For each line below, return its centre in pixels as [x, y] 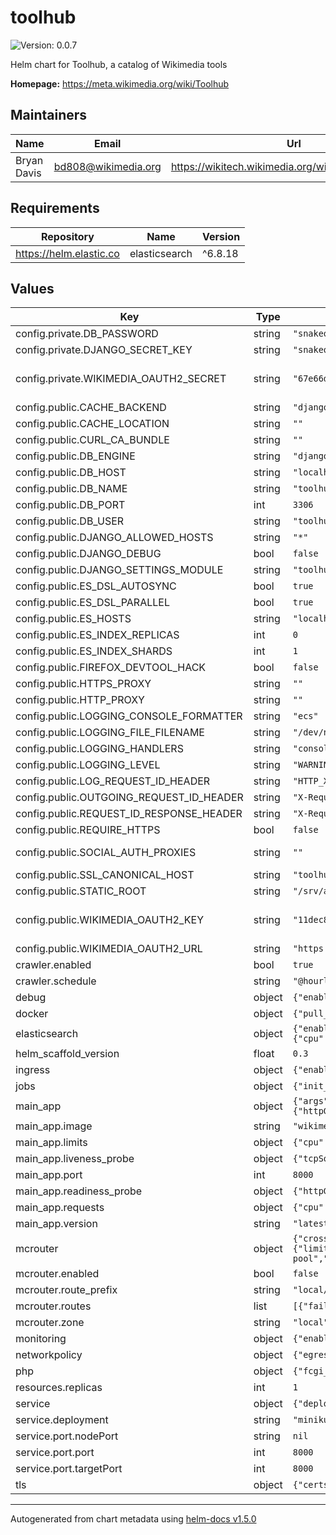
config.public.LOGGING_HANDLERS [99, 749]
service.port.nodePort [67, 1436]
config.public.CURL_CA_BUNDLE [92, 440]
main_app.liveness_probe [75, 1159]
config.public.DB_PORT [70, 505]
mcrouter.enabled [57, 1274]
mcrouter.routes [53, 1306]
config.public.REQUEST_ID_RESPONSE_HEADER [129, 814]
